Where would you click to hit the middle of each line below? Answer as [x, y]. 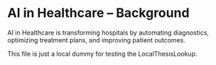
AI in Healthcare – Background [98, 13]
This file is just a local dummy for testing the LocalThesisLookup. [102, 54]
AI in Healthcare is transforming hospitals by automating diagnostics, [108, 32]
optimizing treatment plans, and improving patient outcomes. [97, 40]
